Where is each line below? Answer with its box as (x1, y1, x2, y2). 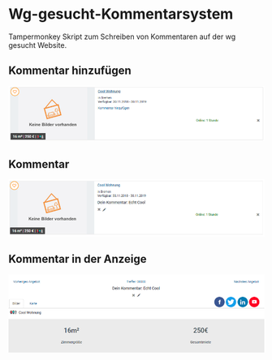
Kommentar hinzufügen (8, 64, 132, 78)
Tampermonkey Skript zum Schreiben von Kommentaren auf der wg (8, 32, 236, 41)
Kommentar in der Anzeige (8, 252, 147, 266)
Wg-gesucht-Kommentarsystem (8, 5, 234, 24)
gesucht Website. (8, 40, 67, 49)
